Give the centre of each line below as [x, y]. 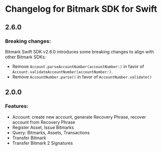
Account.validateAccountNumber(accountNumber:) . [62, 72]
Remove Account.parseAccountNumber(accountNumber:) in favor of [78, 66]
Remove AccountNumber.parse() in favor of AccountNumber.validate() [82, 76]
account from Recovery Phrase [43, 122]
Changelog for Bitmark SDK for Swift [81, 9]
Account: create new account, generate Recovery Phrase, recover [79, 117]
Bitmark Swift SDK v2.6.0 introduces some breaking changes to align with [80, 51]
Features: [17, 106]
